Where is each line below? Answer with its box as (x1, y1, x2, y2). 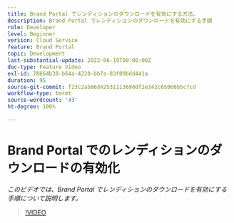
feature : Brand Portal (7, 43, 75, 51)
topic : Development (7, 51, 66, 58)
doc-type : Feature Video (7, 63, 81, 71)
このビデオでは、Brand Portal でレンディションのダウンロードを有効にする (7, 185, 227, 193)
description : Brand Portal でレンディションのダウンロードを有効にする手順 (7, 17, 213, 24)
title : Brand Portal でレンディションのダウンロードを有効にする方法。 (7, 10, 198, 18)
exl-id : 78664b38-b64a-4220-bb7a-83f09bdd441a (7, 70, 148, 77)
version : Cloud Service (7, 37, 78, 44)
